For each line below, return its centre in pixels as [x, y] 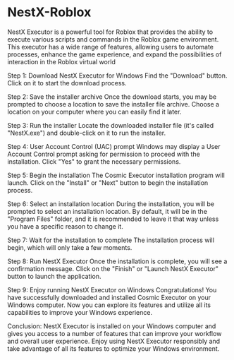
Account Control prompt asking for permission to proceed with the [104, 154]
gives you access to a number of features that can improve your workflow [115, 333]
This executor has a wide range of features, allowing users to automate [110, 47]
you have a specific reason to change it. [65, 226]
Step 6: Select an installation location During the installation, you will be [111, 204]
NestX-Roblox [49, 12]
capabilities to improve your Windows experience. [80, 312]
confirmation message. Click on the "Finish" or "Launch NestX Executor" [113, 268]
